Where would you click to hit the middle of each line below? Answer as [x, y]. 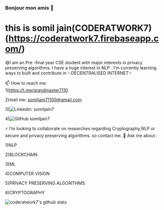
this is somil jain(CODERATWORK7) [79, 28]
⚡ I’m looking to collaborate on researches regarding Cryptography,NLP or [80, 128]
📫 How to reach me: [26, 83]
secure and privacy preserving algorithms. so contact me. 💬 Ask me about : [82, 135]
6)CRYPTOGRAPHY [25, 192]
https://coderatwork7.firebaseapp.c [84, 39]
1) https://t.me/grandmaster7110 [37, 90]
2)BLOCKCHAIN [21, 155]
